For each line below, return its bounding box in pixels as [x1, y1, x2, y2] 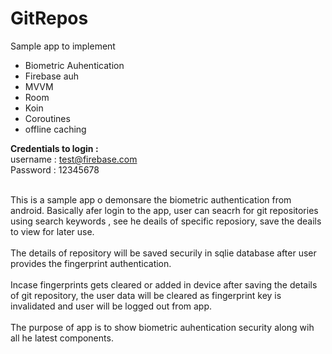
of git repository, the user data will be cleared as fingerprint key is [10, 289, 282, 301]
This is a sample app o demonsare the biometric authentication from [10, 193, 292, 206]
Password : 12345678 [10, 163, 100, 176]
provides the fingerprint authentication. [10, 257, 172, 269]
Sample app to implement [10, 40, 116, 52]
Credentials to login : [10, 142, 99, 154]
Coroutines [24, 112, 71, 124]
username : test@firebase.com [10, 153, 138, 165]
